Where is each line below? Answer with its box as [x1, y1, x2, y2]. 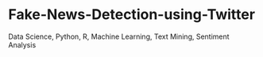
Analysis [8, 40, 37, 49]
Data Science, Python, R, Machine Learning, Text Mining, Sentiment [8, 32, 230, 41]
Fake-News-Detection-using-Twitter [8, 6, 256, 24]
